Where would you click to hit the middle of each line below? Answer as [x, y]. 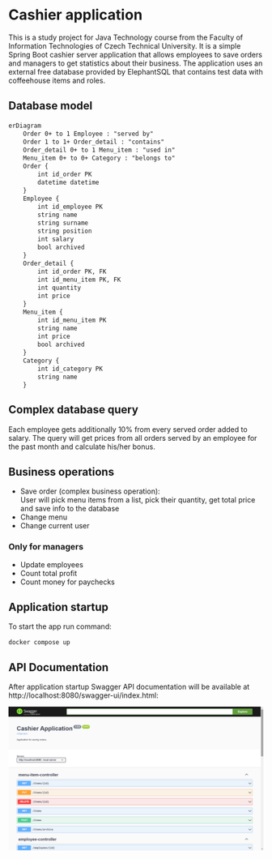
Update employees [51, 564]
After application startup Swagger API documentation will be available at [129, 687]
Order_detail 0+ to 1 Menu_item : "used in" [99, 150]
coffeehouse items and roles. [57, 80]
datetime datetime [68, 182]
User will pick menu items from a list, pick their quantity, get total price [138, 500]
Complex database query [74, 410]
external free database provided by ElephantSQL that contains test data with [136, 71]
